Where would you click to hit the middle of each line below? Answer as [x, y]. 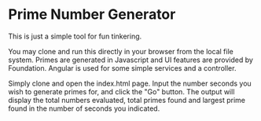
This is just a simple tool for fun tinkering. [75, 36]
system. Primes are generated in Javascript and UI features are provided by [131, 60]
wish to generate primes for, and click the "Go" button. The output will [121, 91]
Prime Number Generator [92, 15]
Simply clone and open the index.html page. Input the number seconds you [130, 83]
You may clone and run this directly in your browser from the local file [121, 51]
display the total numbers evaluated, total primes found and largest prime [127, 100]
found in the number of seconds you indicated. [84, 108]
